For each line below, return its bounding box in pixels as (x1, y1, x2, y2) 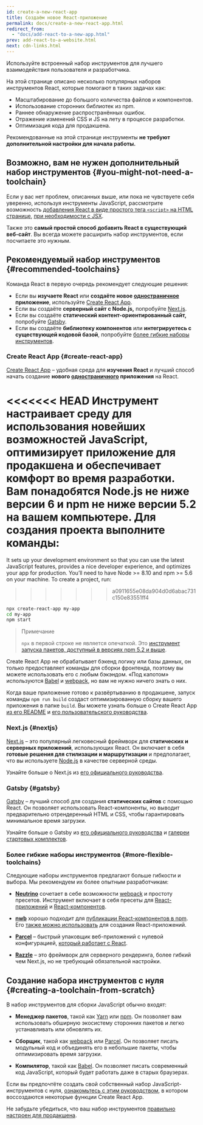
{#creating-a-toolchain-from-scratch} (6, 985, 156, 995)
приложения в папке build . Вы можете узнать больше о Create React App (6, 702, 198, 709)
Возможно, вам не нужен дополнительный (6, 157, 179, 168)
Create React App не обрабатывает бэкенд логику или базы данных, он (6, 658, 191, 665)
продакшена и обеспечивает (6, 459, 161, 472)
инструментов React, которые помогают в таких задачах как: (6, 84, 166, 91)
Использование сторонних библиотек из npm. (15, 102, 136, 109)
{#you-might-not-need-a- (92, 167, 194, 178)
